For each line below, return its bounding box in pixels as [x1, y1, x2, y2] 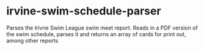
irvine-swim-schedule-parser [6, 4, 161, 18]
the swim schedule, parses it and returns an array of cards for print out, [6, 30, 186, 37]
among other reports [6, 37, 59, 44]
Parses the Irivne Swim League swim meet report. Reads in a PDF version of [6, 24, 199, 31]
